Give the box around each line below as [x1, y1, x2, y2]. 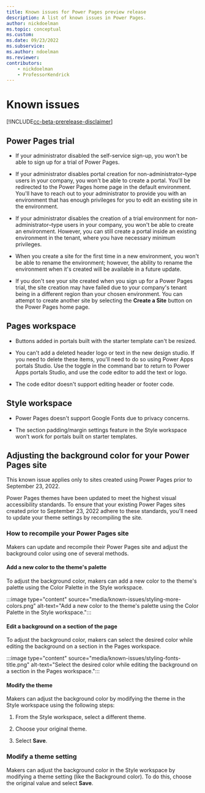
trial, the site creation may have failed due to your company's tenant [15, 284, 187, 291]
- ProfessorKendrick [17, 72, 70, 78]
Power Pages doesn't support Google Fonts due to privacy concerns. [15, 414, 190, 422]
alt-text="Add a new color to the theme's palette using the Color [37, 602, 199, 609]
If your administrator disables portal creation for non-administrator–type [15, 171, 197, 177]
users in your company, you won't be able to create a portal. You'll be [15, 177, 191, 184]
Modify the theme [6, 681, 53, 688]
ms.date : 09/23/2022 [6, 37, 59, 43]
